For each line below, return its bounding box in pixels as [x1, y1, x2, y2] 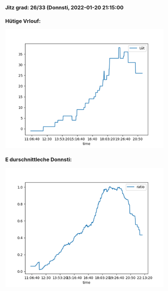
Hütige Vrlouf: [5, 17, 41, 24]
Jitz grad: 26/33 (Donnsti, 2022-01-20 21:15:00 [5, 4, 124, 11]
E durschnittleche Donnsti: [5, 156, 72, 163]
